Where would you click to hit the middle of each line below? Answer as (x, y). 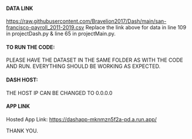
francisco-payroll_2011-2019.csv (45, 28)
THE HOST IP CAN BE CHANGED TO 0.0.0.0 (59, 93)
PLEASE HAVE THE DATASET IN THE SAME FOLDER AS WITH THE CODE (95, 60)
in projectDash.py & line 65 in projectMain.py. (61, 34)
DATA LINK (20, 8)
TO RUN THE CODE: (31, 47)
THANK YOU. (22, 130)
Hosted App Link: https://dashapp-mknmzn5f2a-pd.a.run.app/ (82, 119)
